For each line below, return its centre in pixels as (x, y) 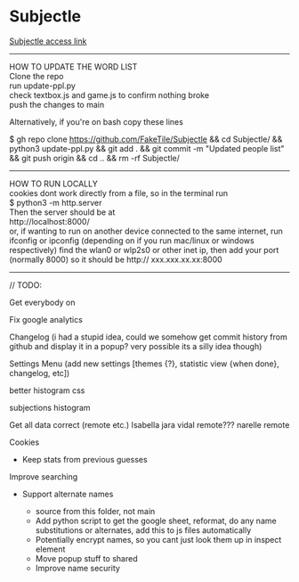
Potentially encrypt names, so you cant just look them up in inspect (158, 539)
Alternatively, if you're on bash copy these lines (97, 121)
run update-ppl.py (42, 86)
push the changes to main (57, 104)
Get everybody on (42, 302)
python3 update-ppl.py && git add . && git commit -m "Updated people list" (147, 148)
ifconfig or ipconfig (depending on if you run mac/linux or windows (132, 240)
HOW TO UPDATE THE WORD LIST (73, 66)
